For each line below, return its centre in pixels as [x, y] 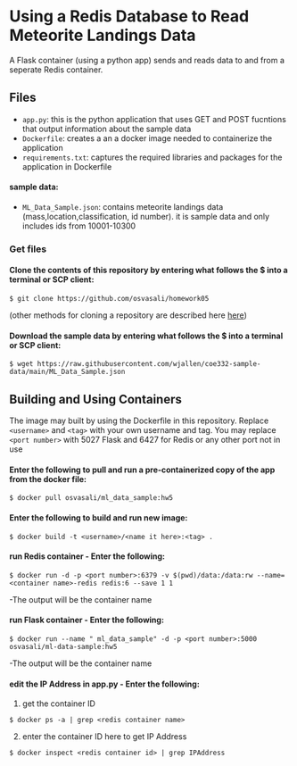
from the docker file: [48, 479]
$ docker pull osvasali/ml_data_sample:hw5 [91, 498]
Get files [28, 249]
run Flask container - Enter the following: [87, 620]
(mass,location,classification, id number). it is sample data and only [146, 216]
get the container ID [59, 704]
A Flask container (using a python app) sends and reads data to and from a [147, 60]
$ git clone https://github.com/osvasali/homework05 [109, 299]
